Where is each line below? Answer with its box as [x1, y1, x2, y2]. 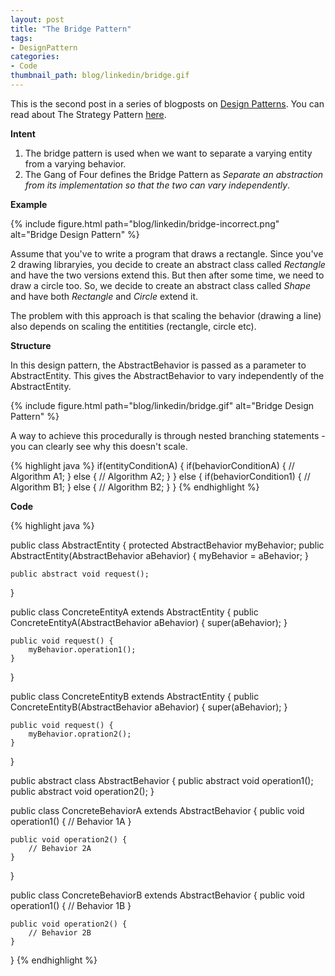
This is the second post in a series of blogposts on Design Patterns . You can [10, 97, 325, 110]
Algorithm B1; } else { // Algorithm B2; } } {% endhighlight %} [10, 481, 260, 493]
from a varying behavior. [24, 157, 127, 170]
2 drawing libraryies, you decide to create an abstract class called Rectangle [10, 258, 326, 270]
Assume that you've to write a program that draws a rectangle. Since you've [10, 247, 324, 260]
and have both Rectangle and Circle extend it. [10, 290, 199, 302]
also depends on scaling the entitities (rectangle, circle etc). [10, 320, 257, 332]
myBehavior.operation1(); [28, 644, 137, 655]
